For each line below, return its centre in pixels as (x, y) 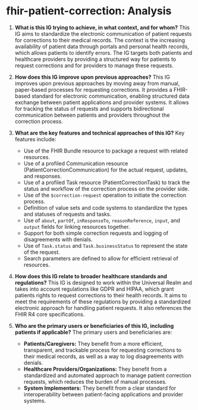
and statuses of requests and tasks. (67, 214)
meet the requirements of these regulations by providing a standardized (103, 302)
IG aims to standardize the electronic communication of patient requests (103, 33)
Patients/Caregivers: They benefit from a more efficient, (93, 343)
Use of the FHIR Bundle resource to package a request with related (106, 151)
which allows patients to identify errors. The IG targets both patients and (103, 52)
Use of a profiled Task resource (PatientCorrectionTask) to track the (107, 182)
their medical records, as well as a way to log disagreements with (104, 356)
